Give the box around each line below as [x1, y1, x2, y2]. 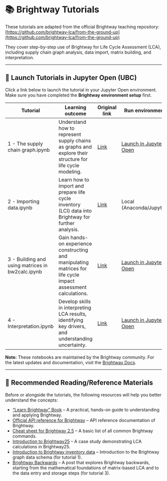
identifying [58, 317, 83, 323]
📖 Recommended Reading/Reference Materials [5, 379, 153, 387]
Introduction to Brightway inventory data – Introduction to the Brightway [12, 449, 160, 455]
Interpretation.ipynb [7, 322, 54, 329]
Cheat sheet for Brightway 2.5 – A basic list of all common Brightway [12, 428, 153, 434]
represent [58, 131, 82, 138]
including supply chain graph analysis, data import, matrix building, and [5, 49, 152, 55]
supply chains [58, 137, 91, 144]
